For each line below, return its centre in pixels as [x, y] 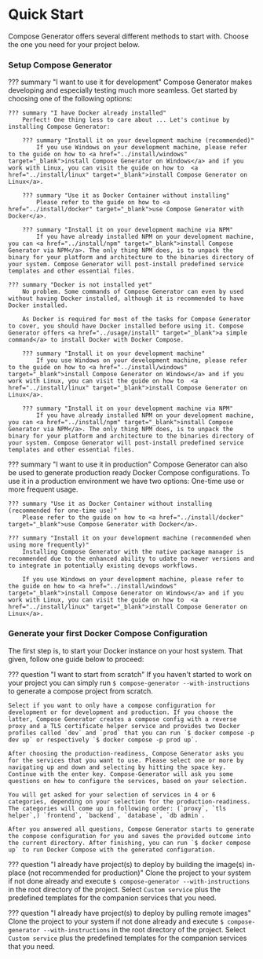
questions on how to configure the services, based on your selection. [128, 781]
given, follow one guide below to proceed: [76, 659]
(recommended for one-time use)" [63, 511]
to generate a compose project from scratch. [80, 691]
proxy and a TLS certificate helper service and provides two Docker [124, 726]
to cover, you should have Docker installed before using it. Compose [126, 326]
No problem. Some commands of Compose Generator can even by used [133, 292]
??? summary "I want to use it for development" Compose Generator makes [130, 82]
